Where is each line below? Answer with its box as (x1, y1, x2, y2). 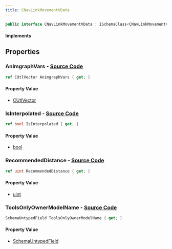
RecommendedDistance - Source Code (5, 157, 104, 164)
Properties (5, 47, 40, 56)
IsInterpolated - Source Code (5, 110, 79, 117)
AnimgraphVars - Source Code (5, 63, 83, 70)
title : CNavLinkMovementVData (5, 7, 70, 13)
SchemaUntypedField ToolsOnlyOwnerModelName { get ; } (5, 215, 123, 221)
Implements (5, 33, 32, 39)
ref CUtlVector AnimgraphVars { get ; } (5, 74, 91, 80)
